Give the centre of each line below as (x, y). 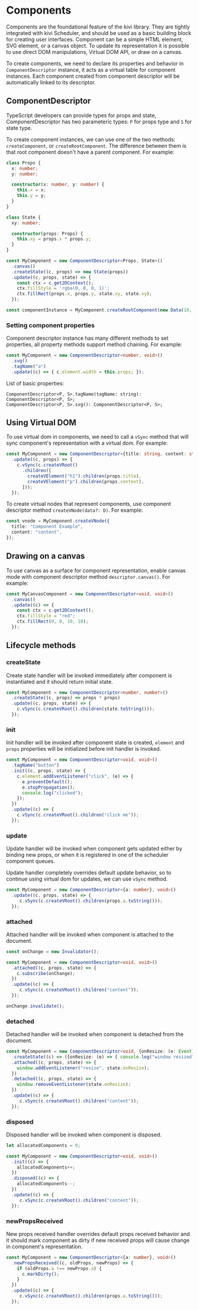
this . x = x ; (31, 190)
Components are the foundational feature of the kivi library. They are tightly (98, 27)
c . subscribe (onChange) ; (46, 973)
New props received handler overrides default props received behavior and (98, 1233)
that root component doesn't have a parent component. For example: (90, 152)
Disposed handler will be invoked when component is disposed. (84, 1134)
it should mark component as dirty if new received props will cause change (98, 1240)
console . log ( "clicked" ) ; (52, 793)
